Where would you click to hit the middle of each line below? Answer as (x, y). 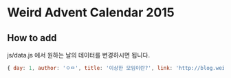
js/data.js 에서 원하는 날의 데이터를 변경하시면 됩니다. (78, 55)
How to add (32, 38)
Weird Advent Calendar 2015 (91, 13)
